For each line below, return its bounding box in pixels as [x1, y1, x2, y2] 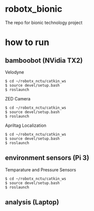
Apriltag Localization [5, 122, 46, 128]
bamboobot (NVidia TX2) [5, 56, 83, 65]
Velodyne [5, 69, 24, 75]
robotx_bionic [5, 3, 62, 15]
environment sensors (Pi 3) [5, 154, 89, 162]
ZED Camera [5, 95, 31, 101]
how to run [5, 37, 50, 48]
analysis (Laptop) [5, 198, 59, 207]
